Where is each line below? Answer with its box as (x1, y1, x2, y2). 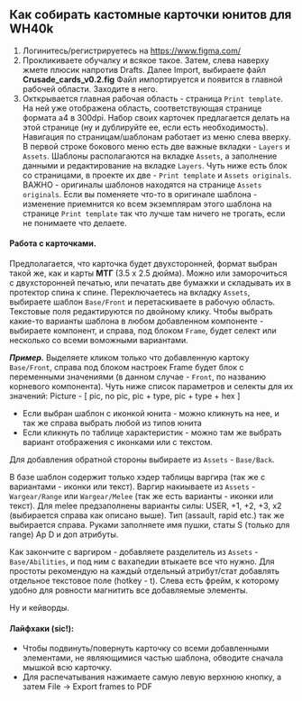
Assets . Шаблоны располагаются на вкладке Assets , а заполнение (22, 150, 278, 161)
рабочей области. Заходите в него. (22, 83, 159, 94)
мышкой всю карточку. (22, 662, 113, 673)
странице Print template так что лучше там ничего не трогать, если (22, 207, 286, 219)
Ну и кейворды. (9, 603, 70, 614)
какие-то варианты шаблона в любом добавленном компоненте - (9, 315, 264, 327)
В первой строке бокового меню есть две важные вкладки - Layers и (22, 141, 290, 151)
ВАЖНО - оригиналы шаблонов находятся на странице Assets (22, 179, 262, 190)
